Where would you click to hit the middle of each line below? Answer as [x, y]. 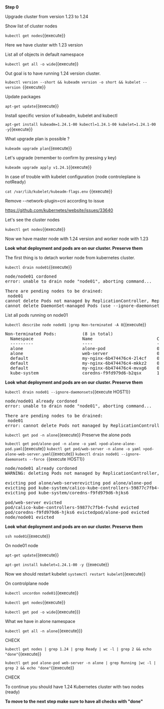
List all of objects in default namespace [44, 54]
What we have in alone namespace [40, 621]
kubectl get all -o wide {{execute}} [42, 64]
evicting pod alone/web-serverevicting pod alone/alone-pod [79, 483]
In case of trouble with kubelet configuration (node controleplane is [73, 177]
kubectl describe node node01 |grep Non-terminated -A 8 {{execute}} [76, 324]
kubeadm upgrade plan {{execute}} [39, 148]
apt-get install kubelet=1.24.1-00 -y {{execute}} [57, 565]
